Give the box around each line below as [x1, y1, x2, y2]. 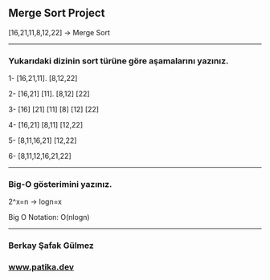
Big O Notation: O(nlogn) [8, 213, 90, 222]
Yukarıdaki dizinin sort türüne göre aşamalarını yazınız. [8, 55, 229, 67]
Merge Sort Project [8, 6, 105, 20]
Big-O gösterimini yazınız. [8, 179, 112, 190]
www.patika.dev [8, 262, 75, 273]
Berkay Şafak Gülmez [8, 240, 94, 251]
